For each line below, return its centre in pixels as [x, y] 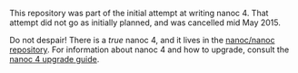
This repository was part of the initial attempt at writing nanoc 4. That [139, 13]
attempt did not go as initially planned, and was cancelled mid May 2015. [145, 23]
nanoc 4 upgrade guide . [55, 59]
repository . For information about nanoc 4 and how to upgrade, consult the [149, 50]
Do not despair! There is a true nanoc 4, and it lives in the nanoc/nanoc [142, 40]
